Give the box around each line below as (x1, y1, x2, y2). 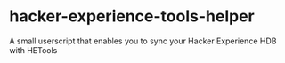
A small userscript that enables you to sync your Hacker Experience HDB (9, 35, 277, 46)
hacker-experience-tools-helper (9, 6, 256, 27)
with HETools (9, 44, 58, 55)
